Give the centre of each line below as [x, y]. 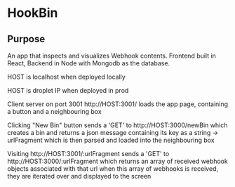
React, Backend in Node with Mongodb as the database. [89, 63]
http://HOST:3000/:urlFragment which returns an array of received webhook [117, 161]
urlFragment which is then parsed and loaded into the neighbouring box [111, 140]
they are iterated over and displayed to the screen [79, 176]
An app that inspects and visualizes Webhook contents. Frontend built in [112, 56]
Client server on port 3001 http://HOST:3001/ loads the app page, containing [118, 104]
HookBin [33, 13]
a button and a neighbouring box [54, 111]
